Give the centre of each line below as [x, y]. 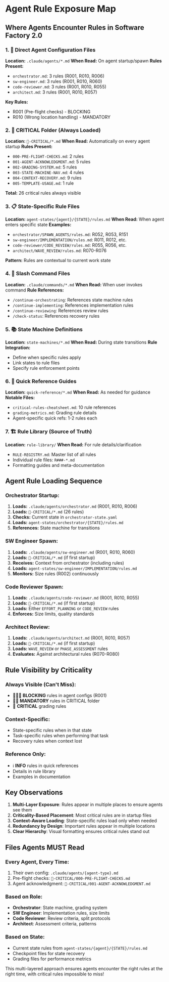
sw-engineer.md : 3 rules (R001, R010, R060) [57, 81]
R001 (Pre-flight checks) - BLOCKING [51, 111]
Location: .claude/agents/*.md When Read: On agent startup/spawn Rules [84, 61]
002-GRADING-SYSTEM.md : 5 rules [45, 167]
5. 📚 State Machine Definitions [44, 329]
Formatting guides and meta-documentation [59, 465]
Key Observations [34, 792]
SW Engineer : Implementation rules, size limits [61, 913]
